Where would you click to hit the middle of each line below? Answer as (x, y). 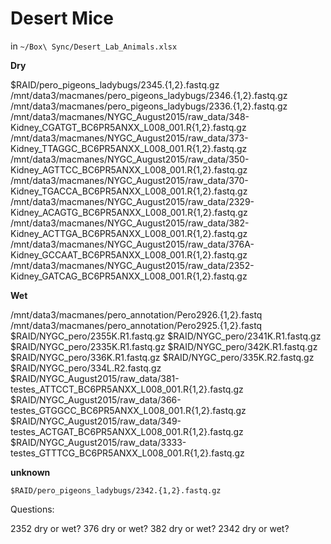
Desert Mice (62, 18)
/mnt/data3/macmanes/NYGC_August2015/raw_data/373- (129, 138)
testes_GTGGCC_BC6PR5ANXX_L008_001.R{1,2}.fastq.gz (128, 410)
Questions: (32, 509)
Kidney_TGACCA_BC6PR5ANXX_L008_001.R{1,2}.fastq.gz (129, 191)
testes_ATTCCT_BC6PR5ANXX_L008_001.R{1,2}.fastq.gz (127, 389)
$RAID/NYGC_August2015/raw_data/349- (96, 421)
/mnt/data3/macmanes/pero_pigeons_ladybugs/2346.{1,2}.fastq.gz (149, 95)
